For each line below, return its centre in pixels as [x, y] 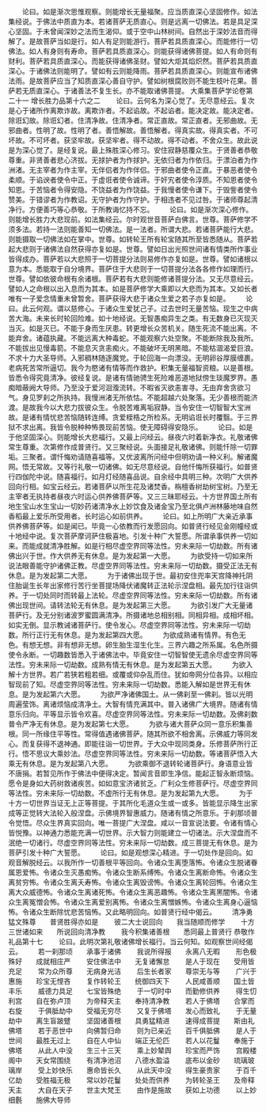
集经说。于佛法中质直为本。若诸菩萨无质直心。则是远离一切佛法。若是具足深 [133, 21]
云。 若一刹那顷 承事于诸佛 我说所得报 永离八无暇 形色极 [133, 951]
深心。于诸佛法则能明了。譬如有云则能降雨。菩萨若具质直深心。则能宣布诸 [129, 71]
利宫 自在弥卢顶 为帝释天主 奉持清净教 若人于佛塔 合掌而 [131, 1001]
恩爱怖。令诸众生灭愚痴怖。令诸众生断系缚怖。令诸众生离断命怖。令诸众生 [136, 872]
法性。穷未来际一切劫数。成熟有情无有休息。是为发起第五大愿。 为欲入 [131, 664]
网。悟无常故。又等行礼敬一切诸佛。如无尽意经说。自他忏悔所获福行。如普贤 [133, 467]
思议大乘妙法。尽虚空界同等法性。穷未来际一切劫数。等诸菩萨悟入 [143, 753]
